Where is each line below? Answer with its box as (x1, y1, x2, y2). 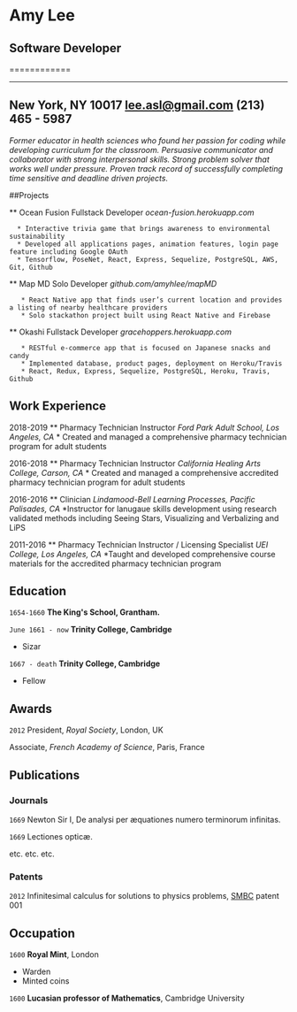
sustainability (9, 232, 65, 241)
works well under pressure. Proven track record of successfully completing (9, 163, 284, 173)
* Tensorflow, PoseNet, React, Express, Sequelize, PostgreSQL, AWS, (17, 255, 278, 264)
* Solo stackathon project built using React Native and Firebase (20, 310, 271, 319)
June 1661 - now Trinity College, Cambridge (9, 625, 172, 635)
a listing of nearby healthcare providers (9, 303, 168, 312)
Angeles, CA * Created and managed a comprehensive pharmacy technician (9, 431, 287, 442)
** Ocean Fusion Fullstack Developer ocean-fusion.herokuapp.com (9, 207, 255, 218)
